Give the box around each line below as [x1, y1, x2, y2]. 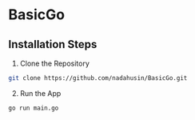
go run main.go [8, 104, 59, 112]
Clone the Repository [19, 58, 90, 68]
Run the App [19, 88, 62, 98]
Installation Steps [8, 38, 97, 51]
